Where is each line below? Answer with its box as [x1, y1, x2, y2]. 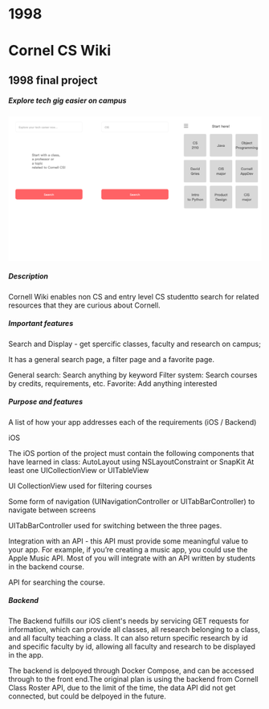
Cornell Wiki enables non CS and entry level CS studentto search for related [8, 291, 259, 301]
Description [8, 271, 49, 281]
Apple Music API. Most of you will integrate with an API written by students [8, 553, 255, 563]
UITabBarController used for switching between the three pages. [8, 520, 222, 530]
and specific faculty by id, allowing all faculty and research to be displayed [8, 642, 255, 651]
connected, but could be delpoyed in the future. [8, 691, 167, 701]
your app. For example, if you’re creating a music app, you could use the [8, 544, 248, 554]
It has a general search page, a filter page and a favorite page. [8, 354, 215, 364]
